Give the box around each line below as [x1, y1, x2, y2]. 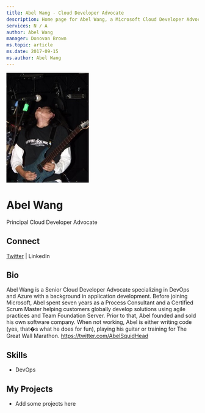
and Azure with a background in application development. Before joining [6, 293, 188, 300]
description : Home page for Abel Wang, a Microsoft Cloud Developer [6, 16, 184, 23]
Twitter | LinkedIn [6, 252, 50, 259]
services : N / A [6, 23, 48, 29]
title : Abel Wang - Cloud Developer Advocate [6, 10, 124, 16]
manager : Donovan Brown [6, 35, 67, 42]
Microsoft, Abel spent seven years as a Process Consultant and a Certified [6, 299, 194, 306]
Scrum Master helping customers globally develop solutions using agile [6, 306, 186, 313]
